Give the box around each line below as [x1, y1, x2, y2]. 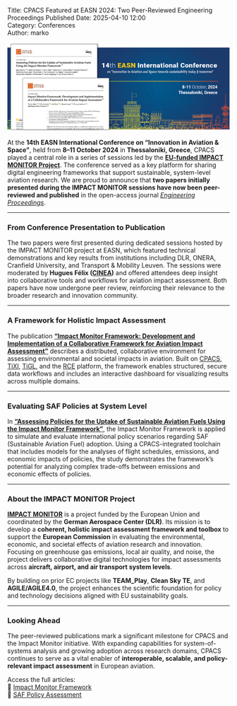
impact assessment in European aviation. [33, 661, 155, 671]
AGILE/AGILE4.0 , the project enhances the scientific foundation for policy [7, 584, 222, 593]
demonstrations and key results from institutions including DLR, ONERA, [7, 254, 217, 262]
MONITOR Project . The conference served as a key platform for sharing [7, 161, 217, 169]
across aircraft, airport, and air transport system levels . [7, 562, 173, 572]
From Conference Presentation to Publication [7, 222, 166, 232]
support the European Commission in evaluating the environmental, [7, 533, 206, 541]
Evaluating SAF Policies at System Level [7, 401, 147, 411]
